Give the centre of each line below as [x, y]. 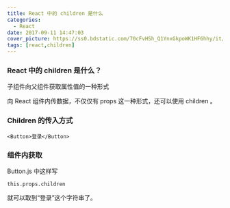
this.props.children [37, 184]
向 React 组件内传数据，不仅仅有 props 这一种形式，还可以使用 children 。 [112, 101]
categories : [24, 20]
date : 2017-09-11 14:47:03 [46, 32]
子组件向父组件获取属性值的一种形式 [58, 87]
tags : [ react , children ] [41, 45]
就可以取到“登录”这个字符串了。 [52, 197]
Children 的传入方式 [40, 120]
